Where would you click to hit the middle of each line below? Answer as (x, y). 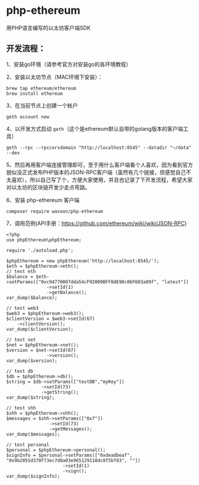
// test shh (21, 408)
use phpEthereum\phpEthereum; (44, 240)
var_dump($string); (31, 397)
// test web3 (22, 308)
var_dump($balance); (32, 298)
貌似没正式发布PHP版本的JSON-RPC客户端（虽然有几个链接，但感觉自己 (96, 172)
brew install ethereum (34, 94)
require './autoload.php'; (40, 250)
